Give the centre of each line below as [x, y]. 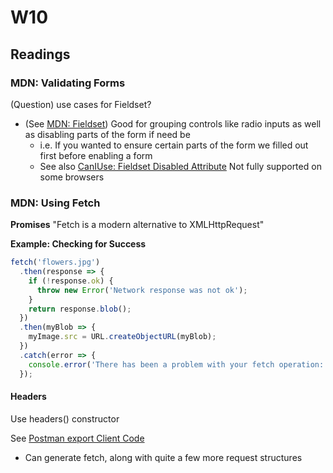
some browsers [72, 177]
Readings [40, 54]
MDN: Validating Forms [68, 83]
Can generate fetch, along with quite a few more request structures [163, 457]
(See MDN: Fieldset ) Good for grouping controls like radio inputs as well [173, 123]
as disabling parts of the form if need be [107, 134]
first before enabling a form [96, 155]
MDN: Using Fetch [55, 203]
